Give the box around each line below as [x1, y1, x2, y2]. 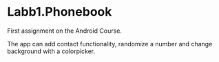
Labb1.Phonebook [7, 4, 112, 20]
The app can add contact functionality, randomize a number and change [7, 40, 213, 48]
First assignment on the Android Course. [7, 27, 123, 35]
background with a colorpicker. [7, 47, 96, 55]
